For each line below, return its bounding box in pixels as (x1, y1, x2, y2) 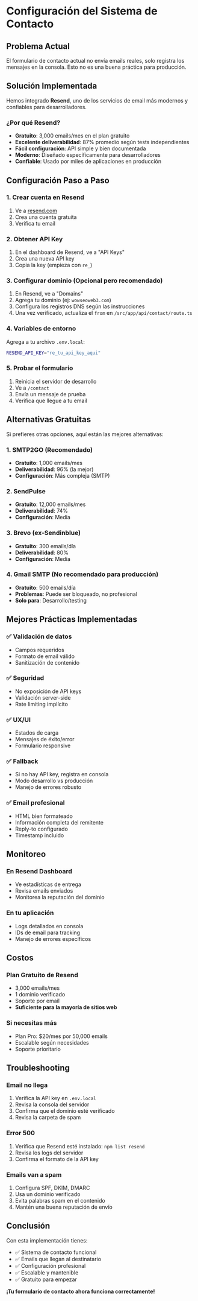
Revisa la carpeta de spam (14, 1114, 81, 1121)
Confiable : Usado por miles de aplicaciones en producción (14, 158, 161, 165)
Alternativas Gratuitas (6, 414, 91, 425)
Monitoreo (6, 849, 46, 859)
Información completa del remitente (14, 818, 104, 826)
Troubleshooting (6, 1063, 70, 1073)
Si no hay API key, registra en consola (14, 771, 109, 778)
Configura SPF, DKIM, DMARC (14, 1184, 90, 1191)
